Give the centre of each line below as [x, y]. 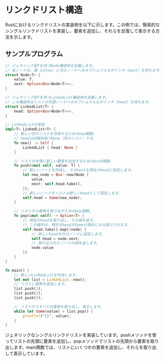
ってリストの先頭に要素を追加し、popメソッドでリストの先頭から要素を [78, 341]
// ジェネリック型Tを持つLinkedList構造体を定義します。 [57, 98]
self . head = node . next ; [55, 239]
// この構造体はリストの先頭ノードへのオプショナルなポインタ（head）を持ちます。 [78, 102]
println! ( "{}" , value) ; [47, 316]
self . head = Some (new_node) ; [53, 197]
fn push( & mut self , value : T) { [47, 165]
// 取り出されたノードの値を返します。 [66, 243]
